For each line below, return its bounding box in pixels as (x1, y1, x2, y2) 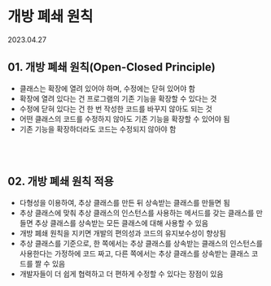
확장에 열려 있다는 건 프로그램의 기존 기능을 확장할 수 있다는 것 (19, 93, 217, 103)
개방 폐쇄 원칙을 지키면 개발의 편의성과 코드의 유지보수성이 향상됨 (19, 228, 226, 238)
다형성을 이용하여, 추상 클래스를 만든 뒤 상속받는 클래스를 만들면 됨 (19, 197, 230, 207)
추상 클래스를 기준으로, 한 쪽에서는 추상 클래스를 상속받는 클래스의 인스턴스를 (19, 238, 264, 248)
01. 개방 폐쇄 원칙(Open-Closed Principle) (7, 60, 216, 74)
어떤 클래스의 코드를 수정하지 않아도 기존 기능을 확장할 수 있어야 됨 (19, 114, 230, 123)
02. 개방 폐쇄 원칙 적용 (7, 175, 115, 188)
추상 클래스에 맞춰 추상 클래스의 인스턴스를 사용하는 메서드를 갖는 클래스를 (19, 208, 255, 218)
